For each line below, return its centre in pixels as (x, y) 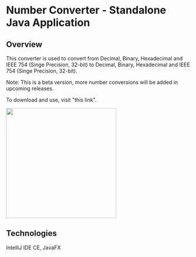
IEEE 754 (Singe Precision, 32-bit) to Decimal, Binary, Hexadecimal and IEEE (98, 65)
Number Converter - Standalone (86, 10)
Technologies (32, 233)
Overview (24, 44)
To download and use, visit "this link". (51, 100)
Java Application (48, 23)
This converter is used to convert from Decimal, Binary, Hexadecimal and (94, 58)
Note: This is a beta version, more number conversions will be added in (92, 82)
